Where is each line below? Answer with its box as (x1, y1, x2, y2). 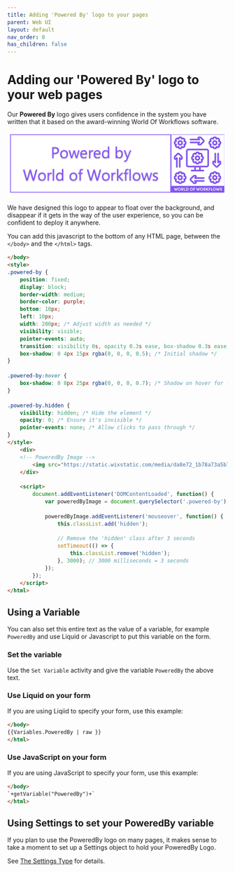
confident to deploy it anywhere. (7, 218, 101, 227)
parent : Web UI (7, 18, 52, 26)
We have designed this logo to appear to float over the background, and (7, 203, 215, 212)
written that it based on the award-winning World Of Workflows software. (7, 118, 219, 126)
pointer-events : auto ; (20, 335, 86, 342)
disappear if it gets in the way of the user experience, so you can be (7, 211, 204, 220)
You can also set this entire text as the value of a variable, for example (7, 625, 210, 633)
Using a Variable (7, 606, 80, 618)
